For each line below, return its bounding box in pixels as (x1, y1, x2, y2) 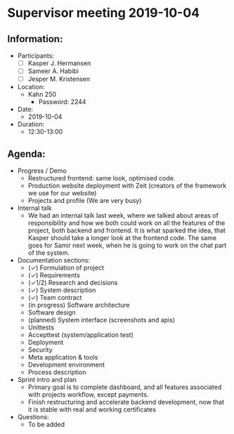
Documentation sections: (17, 256, 90, 264)
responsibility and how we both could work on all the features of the (27, 219, 226, 227)
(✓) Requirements (27, 271, 81, 279)
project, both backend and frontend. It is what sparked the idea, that (27, 226, 226, 235)
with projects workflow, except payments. (27, 390, 149, 398)
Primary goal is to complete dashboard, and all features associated (27, 383, 222, 391)
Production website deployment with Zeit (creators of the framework (27, 181, 227, 190)
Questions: (17, 413, 49, 421)
